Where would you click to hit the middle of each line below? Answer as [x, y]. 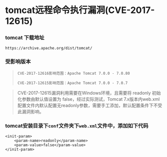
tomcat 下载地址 [25, 38]
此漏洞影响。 [30, 111]
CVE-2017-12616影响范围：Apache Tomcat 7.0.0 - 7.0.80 [74, 73]
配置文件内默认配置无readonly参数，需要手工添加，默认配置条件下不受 [90, 105]
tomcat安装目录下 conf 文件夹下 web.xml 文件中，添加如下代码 [77, 126]
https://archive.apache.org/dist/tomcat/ [49, 48]
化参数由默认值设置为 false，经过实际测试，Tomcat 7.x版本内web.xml [88, 99]
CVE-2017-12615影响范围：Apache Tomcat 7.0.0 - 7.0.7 [73, 83]
